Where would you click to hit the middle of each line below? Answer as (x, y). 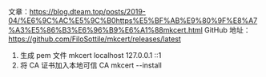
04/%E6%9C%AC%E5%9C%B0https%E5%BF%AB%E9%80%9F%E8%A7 (133, 21)
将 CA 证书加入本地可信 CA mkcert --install (91, 65)
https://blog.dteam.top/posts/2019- (88, 12)
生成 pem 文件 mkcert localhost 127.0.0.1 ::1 (91, 55)
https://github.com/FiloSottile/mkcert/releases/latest (95, 39)
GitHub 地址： (227, 30)
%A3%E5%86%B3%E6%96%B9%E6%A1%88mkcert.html (105, 30)
